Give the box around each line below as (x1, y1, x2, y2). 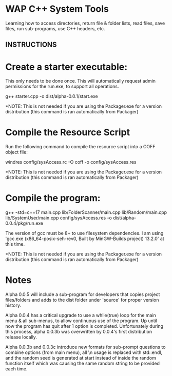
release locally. (5, 334, 37, 340)
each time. (5, 366, 28, 372)
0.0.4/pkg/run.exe (5, 220, 44, 226)
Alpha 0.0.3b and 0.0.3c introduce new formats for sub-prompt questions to (5, 344, 166, 350)
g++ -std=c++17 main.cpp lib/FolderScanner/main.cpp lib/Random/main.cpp (5, 209, 167, 215)
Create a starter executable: (5, 61, 128, 72)
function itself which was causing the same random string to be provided (5, 360, 160, 367)
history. (5, 302, 22, 308)
